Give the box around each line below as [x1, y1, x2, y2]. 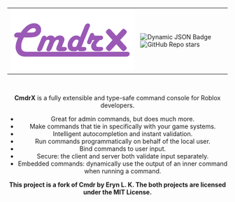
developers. [100, 101, 135, 109]
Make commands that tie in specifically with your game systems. [29, 122, 216, 130]
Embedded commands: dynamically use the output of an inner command [17, 159, 228, 168]
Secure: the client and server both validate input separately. [36, 151, 209, 160]
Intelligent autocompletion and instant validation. [52, 129, 193, 137]
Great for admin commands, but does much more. [50, 114, 195, 123]
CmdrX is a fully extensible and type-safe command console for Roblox [14, 93, 221, 102]
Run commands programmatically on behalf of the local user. [34, 137, 211, 145]
